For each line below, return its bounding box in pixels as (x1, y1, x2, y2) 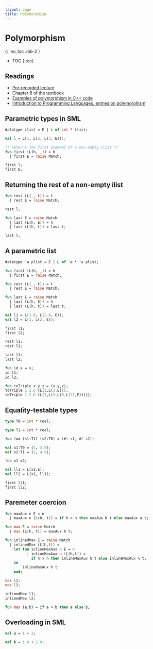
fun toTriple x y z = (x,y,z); (5, 383, 68, 388)
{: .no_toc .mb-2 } (5, 49, 40, 54)
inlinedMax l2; (5, 596, 36, 601)
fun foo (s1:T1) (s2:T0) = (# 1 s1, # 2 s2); (5, 436, 95, 441)
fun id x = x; (5, 366, 34, 370)
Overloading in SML (5, 618, 66, 626)
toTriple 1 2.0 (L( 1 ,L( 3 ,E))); (5, 388, 68, 393)
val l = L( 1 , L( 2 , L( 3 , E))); (5, 136, 67, 141)
